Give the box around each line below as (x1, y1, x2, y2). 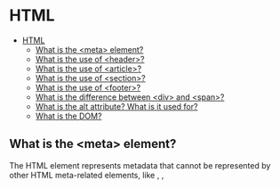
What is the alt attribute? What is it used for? (35, 101, 198, 111)
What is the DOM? (35, 111, 102, 121)
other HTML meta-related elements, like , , (9, 169, 164, 180)
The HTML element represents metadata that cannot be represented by (9, 160, 271, 170)
